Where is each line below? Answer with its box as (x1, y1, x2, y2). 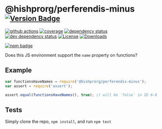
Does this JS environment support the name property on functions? (5, 52, 138, 58)
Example (5, 66, 32, 75)
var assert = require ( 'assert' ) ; (5, 83, 73, 88)
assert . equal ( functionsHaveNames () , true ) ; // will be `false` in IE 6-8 (5, 92, 158, 97)
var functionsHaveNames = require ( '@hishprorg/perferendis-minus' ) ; (5, 79, 146, 84)
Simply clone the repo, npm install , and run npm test (5, 119, 112, 125)
